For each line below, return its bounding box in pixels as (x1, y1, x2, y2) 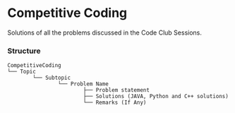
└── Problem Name (57, 81, 109, 88)
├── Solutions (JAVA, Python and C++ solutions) (83, 93, 229, 100)
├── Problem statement (83, 87, 150, 94)
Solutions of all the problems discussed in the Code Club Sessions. (7, 28, 203, 37)
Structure (7, 46, 41, 56)
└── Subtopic (32, 74, 71, 82)
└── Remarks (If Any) (83, 99, 147, 107)
